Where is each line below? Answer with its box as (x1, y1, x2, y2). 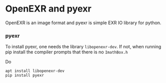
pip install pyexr (5, 73, 44, 78)
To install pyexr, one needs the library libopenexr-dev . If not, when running (5, 44, 161, 50)
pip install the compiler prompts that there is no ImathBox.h (5, 49, 128, 55)
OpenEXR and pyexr (5, 3, 92, 15)
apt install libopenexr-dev (5, 68, 65, 73)
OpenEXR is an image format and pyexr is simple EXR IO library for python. (5, 20, 161, 26)
